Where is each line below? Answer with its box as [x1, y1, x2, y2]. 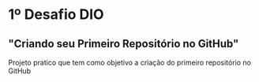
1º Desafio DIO [8, 6, 104, 24]
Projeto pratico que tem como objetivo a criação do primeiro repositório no [8, 58, 251, 67]
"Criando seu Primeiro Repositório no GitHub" [8, 37, 239, 50]
